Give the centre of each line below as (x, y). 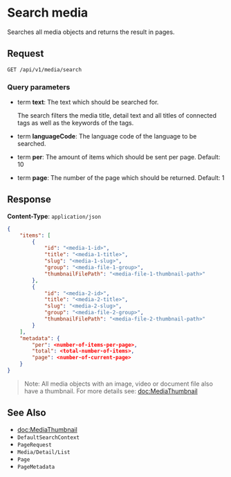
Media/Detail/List (44, 452)
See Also (27, 413)
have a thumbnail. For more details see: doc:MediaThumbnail (111, 391)
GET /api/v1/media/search (44, 70)
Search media (48, 13)
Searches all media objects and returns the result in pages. (91, 32)
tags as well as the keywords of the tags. (75, 123)
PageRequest (34, 444)
